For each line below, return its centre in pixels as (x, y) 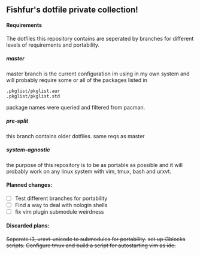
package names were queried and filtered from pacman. (76, 107)
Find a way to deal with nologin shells (61, 205)
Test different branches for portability (61, 198)
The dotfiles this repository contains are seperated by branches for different (100, 38)
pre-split (17, 121)
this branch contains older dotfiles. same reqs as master (75, 136)
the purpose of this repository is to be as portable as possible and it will (94, 165)
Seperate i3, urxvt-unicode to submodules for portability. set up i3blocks (96, 239)
